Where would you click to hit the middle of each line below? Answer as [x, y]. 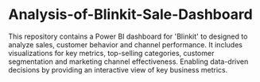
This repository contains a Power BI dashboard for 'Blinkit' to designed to [128, 36]
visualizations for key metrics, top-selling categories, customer [111, 53]
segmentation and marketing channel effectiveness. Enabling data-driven [128, 61]
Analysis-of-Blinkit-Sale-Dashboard [130, 15]
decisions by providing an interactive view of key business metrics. [118, 69]
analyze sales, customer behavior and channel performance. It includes [125, 44]
